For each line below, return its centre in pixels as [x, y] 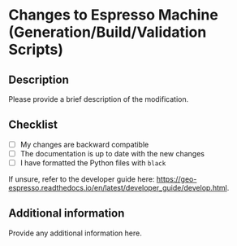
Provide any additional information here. [75, 233]
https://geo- [177, 179]
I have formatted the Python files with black [93, 163]
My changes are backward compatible [84, 144]
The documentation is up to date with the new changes [112, 153]
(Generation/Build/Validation [108, 32]
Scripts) [36, 50]
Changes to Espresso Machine [114, 15]
